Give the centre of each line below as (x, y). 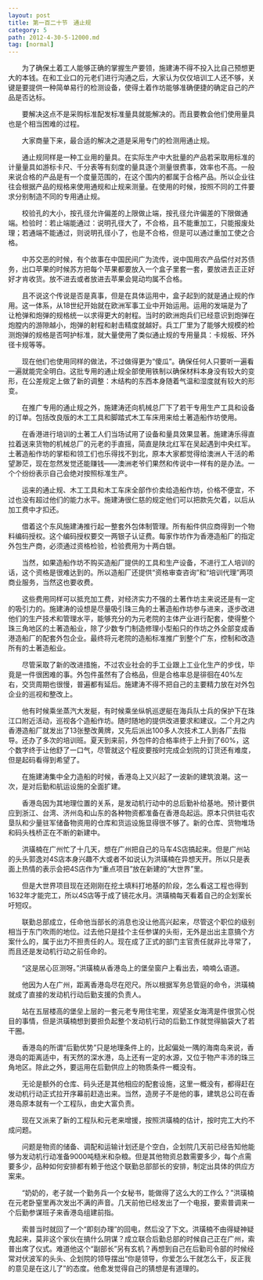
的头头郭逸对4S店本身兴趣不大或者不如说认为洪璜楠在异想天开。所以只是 (126, 859)
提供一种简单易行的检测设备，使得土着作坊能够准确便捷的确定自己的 (138, 88)
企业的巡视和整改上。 (42, 694)
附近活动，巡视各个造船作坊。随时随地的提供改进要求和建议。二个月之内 (138, 721)
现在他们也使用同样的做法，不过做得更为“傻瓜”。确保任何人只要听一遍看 (138, 361)
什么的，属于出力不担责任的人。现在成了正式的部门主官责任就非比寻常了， (135, 942)
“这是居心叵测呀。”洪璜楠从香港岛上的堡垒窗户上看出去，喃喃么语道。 (133, 968)
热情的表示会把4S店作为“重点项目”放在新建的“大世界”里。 (114, 869)
